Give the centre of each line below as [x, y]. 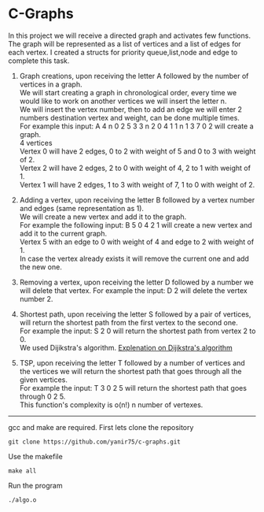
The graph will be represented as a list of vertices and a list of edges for [125, 43]
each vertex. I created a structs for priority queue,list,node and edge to [123, 52]
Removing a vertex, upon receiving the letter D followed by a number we [136, 282]
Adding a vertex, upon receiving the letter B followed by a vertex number [137, 200]
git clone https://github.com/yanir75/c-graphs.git [94, 442]
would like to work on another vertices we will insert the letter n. [123, 101]
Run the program [35, 485]
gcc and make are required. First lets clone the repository [101, 427]
